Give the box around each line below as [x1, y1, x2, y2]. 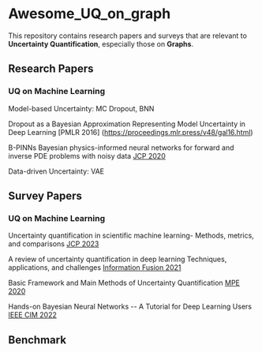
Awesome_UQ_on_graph [8, 5, 171, 23]
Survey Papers [8, 189, 83, 203]
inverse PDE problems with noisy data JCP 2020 [8, 151, 166, 160]
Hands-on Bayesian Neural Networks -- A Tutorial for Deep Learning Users [8, 301, 253, 312]
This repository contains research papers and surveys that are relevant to [8, 31, 247, 40]
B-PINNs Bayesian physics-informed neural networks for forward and [8, 143, 234, 152]
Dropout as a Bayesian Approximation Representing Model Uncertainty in [8, 119, 246, 129]
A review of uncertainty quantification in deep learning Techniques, [8, 254, 227, 264]
